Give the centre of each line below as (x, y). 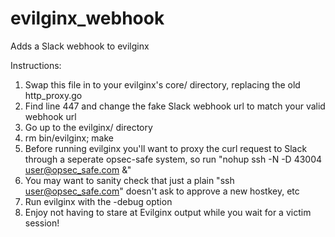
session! (42, 223)
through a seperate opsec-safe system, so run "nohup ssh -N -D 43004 (173, 159)
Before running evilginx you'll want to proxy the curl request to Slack (166, 148)
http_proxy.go (53, 95)
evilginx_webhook (87, 18)
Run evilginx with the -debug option (98, 201)
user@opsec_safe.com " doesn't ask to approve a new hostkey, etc (162, 191)
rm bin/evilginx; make (69, 138)
